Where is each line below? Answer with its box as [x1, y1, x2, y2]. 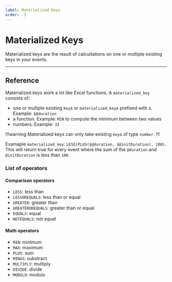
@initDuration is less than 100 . [5, 152, 70, 158]
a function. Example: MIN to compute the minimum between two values [12, 116, 162, 122]
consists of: [5, 95, 30, 101]
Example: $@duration [12, 110, 57, 116]
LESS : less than [12, 189, 44, 195]
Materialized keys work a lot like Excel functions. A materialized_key [5, 90, 150, 96]
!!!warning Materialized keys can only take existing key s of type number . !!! [5, 131, 160, 137]
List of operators [5, 165, 48, 172]
